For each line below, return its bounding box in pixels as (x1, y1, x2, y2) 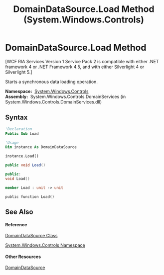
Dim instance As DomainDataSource (5, 145, 77, 150)
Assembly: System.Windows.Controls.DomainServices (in (5, 93, 126, 99)
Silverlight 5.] (5, 69, 32, 75)
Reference (5, 221, 27, 227)
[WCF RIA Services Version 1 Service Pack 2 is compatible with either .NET (5, 58, 159, 64)
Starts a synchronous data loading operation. (5, 79, 98, 85)
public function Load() (5, 194, 55, 199)
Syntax (5, 113, 28, 122)
